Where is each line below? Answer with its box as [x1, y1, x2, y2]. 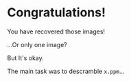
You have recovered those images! [7, 27, 105, 36]
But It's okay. [7, 53, 45, 62]
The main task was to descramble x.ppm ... [7, 67, 125, 75]
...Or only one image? [7, 40, 67, 49]
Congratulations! [7, 5, 106, 20]
